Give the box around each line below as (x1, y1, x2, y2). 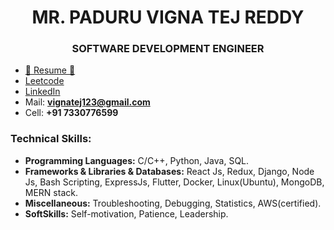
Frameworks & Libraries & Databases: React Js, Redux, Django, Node (24, 165, 315, 177)
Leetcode (24, 75, 65, 87)
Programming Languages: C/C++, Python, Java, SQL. (24, 154, 250, 166)
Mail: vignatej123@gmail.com (24, 96, 151, 108)
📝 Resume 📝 (24, 64, 76, 76)
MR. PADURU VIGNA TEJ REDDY (31, 6, 305, 29)
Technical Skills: (10, 132, 92, 146)
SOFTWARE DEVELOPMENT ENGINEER (71, 42, 265, 56)
